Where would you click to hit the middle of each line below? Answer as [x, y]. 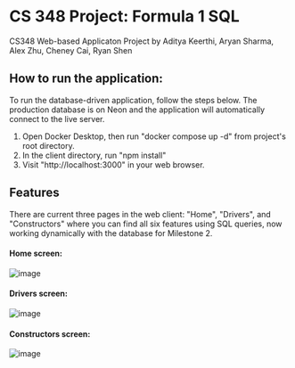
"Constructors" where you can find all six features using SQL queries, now [146, 224]
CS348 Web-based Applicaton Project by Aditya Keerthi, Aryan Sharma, [142, 41]
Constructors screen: [50, 334]
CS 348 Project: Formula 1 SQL [125, 16]
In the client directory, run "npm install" [94, 155]
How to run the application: [86, 79]
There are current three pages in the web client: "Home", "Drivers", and [140, 214]
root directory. [48, 145]
